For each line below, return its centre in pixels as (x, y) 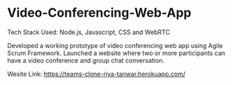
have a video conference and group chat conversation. (86, 60)
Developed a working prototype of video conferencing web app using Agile (115, 45)
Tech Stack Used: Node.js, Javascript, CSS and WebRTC (89, 32)
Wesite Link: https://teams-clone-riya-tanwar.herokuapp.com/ (96, 74)
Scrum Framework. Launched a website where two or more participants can (116, 53)
